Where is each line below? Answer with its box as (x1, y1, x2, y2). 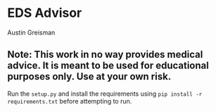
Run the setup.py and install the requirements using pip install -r (7, 89, 203, 98)
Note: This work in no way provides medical (7, 49, 203, 61)
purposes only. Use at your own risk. (7, 70, 172, 82)
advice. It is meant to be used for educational (7, 60, 209, 72)
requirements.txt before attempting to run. (7, 97, 132, 105)
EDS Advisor (7, 5, 82, 21)
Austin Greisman (7, 28, 56, 37)
